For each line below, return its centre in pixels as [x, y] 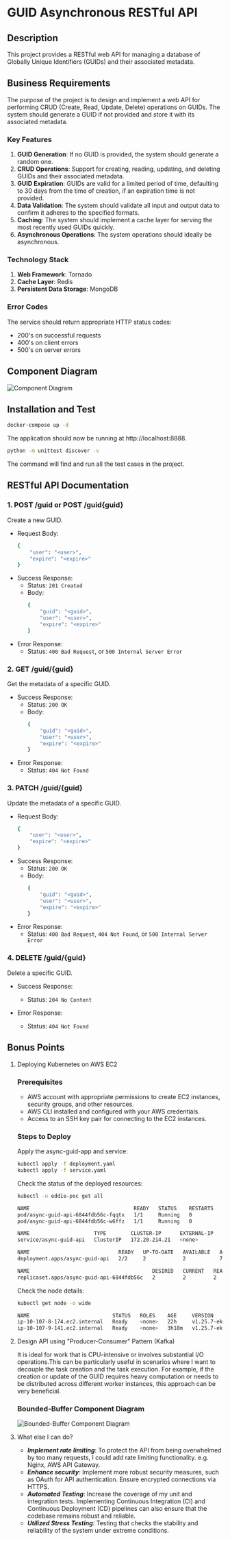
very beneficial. [39, 1391]
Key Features [30, 139]
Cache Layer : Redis [45, 282]
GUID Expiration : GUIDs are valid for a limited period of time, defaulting [118, 184]
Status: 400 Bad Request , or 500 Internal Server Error [105, 651]
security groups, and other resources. [81, 1104]
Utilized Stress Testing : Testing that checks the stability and [113, 1523]
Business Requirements [59, 83]
